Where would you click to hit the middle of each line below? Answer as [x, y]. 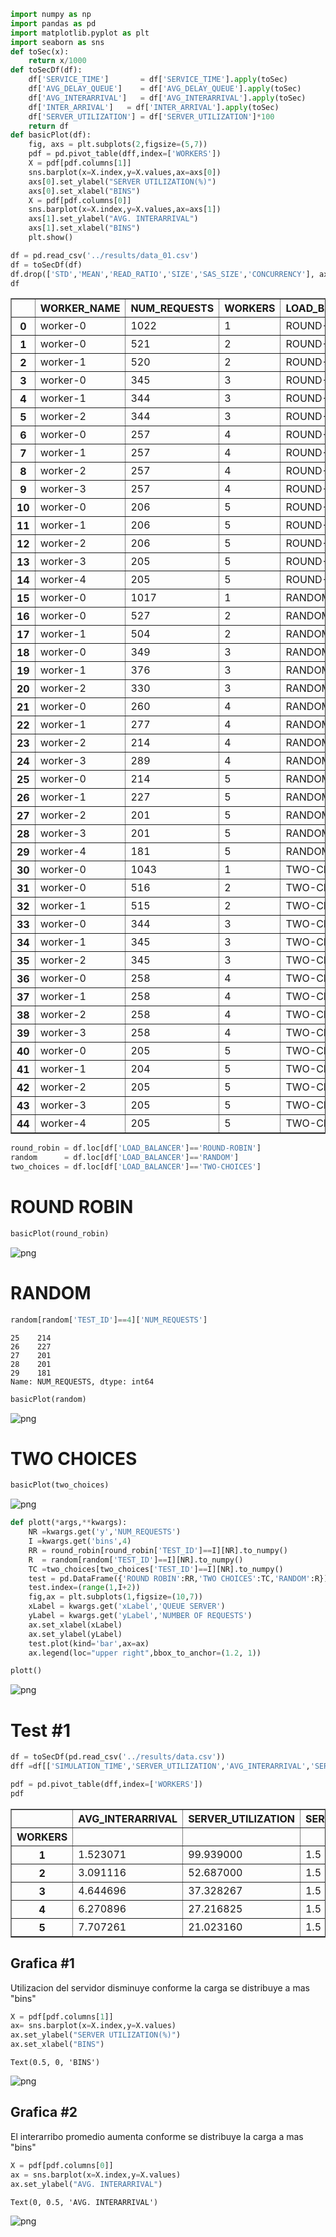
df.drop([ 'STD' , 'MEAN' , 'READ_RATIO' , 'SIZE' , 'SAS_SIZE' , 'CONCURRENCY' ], [162, 274]
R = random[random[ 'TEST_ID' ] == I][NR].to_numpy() [136, 1560]
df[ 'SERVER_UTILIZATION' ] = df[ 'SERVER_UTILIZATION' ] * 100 [151, 116]
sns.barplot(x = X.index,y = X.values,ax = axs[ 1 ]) [125, 210]
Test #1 [40, 1730]
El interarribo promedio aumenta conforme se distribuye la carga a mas [157, 2136]
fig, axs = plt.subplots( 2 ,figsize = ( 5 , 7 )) [118, 145]
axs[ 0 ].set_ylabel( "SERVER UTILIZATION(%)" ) [122, 181]
